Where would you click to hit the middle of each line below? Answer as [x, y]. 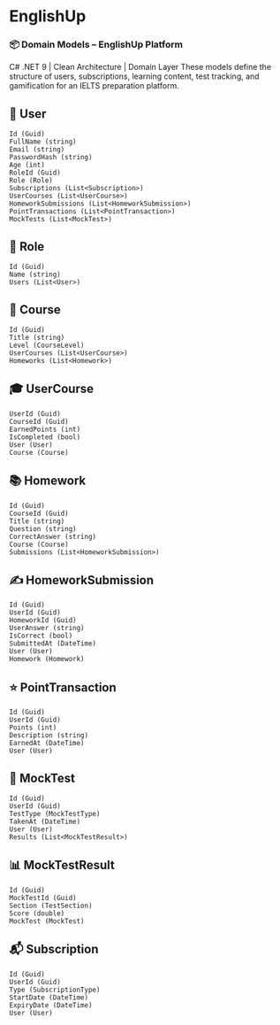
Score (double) [37, 913]
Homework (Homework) [47, 659]
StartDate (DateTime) [49, 998]
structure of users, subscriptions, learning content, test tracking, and [134, 76]
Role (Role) [31, 181]
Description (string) [49, 736]
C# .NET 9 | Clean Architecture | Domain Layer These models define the [140, 67]
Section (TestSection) [51, 906]
